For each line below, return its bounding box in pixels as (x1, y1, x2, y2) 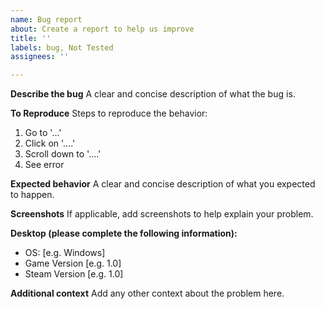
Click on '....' (24, 137, 76, 150)
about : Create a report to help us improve (10, 24, 195, 34)
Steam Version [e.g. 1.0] (24, 268, 124, 280)
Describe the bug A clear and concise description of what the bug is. (10, 88, 296, 100)
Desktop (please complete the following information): (10, 227, 238, 240)
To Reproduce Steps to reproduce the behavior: (10, 107, 208, 120)
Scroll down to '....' (24, 148, 102, 160)
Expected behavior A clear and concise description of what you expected (10, 178, 316, 190)
